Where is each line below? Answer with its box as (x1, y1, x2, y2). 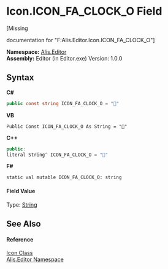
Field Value (6, 187, 36, 194)
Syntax (6, 72, 34, 83)
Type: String (6, 201, 37, 208)
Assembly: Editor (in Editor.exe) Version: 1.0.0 (6, 54, 123, 62)
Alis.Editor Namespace (6, 256, 64, 263)
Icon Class (6, 249, 33, 257)
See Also (6, 218, 41, 229)
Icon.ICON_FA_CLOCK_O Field (6, 4, 162, 18)
